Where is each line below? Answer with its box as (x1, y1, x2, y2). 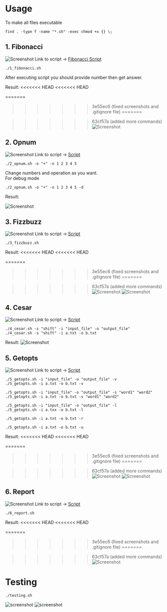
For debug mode (5, 175, 39, 181)
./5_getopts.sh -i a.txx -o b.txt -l (5, 407, 84, 412)
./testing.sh (5, 593, 32, 598)
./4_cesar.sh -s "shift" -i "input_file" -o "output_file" (5, 326, 131, 331)
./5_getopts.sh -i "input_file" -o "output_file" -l (5, 403, 117, 408)
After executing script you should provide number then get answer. (5, 74, 143, 80)
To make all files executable (5, 19, 62, 25)
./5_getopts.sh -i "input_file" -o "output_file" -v (5, 377, 117, 382)
